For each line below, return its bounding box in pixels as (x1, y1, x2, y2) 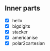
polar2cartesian (12, 40, 45, 46)
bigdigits (12, 23, 31, 29)
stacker (12, 29, 28, 35)
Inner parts (5, 4, 40, 13)
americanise (12, 35, 38, 40)
